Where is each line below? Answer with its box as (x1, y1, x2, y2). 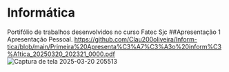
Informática (7, 5, 76, 21)
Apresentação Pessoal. (7, 35, 73, 43)
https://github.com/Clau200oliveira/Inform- (74, 35, 198, 43)
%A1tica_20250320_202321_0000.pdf (7, 50, 115, 58)
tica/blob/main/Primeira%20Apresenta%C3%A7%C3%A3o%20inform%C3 (7, 42, 222, 51)
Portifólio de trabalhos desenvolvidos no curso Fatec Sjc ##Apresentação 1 (7, 28, 221, 36)
